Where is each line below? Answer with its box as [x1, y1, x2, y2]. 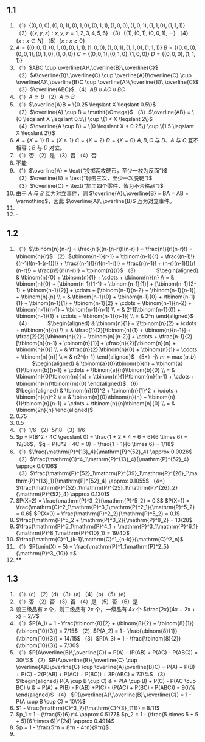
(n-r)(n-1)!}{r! [162, 259, 196, 267]
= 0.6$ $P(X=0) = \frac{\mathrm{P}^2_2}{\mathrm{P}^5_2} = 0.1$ [15, 510, 180, 517]
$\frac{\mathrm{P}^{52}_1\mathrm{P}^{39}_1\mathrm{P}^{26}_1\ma [30, 469, 198, 476]
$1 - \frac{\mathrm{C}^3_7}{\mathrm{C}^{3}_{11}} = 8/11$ [15, 704, 160, 712]
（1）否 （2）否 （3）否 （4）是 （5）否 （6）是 [15, 598, 139, 605]
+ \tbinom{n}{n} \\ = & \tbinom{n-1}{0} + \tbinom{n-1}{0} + [15, 293, 163, 300]
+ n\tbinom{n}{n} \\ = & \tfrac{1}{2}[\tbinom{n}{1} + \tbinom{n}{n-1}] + [15, 326, 191, 334]
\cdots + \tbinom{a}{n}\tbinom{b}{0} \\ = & [68, 366, 175, 373]
